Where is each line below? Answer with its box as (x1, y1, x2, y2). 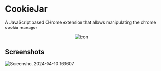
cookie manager (5, 24, 38, 30)
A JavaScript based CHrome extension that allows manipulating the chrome (5, 19, 156, 25)
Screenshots (5, 48, 45, 56)
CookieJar (5, 3, 48, 14)
